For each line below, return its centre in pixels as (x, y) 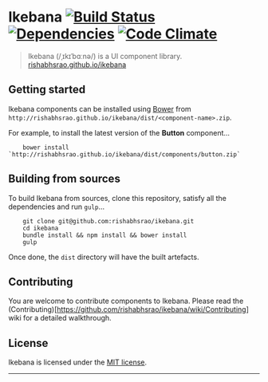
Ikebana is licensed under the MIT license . (78, 362)
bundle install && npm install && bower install (105, 235)
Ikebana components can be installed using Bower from (100, 108)
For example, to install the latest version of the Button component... (119, 132)
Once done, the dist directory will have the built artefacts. (104, 257)
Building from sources (65, 179)
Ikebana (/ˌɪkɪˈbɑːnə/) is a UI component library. (105, 56)
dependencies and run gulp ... (57, 207)
